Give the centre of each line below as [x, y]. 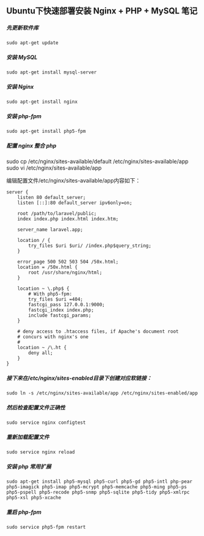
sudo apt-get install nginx [42, 102]
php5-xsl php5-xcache [34, 498]
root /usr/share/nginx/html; [65, 273]
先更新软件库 [22, 28]
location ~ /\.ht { [42, 348]
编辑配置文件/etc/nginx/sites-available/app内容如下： [74, 181]
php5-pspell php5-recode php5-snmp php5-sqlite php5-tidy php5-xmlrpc [98, 493]
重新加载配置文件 [28, 437]
